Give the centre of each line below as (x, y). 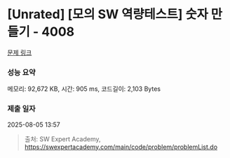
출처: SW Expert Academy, (62, 139)
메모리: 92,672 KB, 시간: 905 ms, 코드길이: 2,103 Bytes (84, 89)
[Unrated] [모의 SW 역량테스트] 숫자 (108, 14)
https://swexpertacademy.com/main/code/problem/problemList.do (121, 147)
